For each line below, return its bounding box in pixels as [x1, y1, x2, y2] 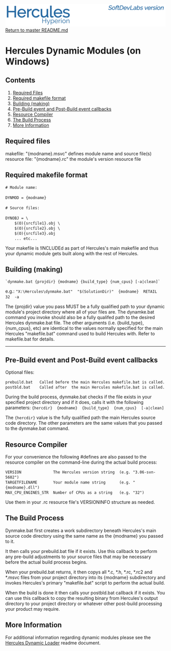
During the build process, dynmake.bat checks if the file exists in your [5, 394, 152, 400]
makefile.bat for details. [5, 336, 55, 342]
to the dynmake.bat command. [5, 425, 70, 431]
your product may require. [5, 606, 60, 612]
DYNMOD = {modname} [5, 195, 47, 200]
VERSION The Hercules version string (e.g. [5, 469, 131, 475]
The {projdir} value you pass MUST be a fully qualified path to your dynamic [5, 303, 165, 310]
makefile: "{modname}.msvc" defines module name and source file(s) [5, 150, 152, 157]
